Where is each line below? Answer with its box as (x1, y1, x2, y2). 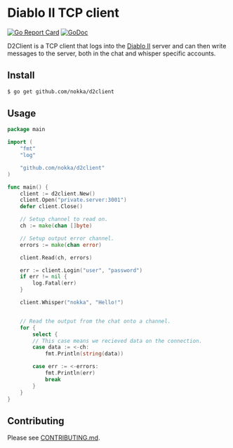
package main (7, 126, 46, 133)
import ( (7, 139, 33, 146)
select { (32, 331, 58, 338)
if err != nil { (20, 273, 68, 280)
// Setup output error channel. (20, 235, 114, 242)
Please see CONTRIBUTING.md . (7, 433, 100, 442)
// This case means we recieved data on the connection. (32, 337, 202, 344)
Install (7, 69, 35, 81)
